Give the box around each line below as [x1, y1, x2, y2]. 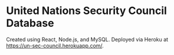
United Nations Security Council [6, 4, 167, 18]
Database [6, 16, 54, 30]
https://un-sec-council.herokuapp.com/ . [6, 42, 104, 49]
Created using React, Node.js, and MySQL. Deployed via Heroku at [6, 36, 169, 43]
